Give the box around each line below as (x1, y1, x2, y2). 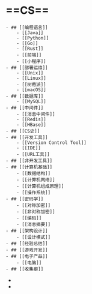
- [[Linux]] (16, 75, 46, 81)
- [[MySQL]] (16, 98, 46, 104)
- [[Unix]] (16, 70, 44, 76)
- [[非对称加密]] (16, 208, 55, 215)
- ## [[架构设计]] (5, 227, 48, 234)
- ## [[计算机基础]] (5, 164, 52, 170)
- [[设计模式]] (16, 234, 51, 240)
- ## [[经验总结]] (5, 241, 48, 247)
